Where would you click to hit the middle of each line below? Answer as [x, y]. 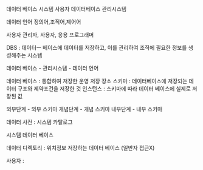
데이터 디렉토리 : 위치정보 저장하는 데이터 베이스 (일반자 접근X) [81, 148]
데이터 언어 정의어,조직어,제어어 [44, 22]
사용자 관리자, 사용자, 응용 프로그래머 [50, 35]
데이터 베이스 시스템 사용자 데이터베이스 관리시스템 [66, 9]
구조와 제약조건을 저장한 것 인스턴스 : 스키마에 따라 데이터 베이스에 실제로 [104, 89]
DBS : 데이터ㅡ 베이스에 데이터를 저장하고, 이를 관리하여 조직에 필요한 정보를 [97, 48]
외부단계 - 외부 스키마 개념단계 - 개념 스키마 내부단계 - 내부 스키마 [84, 109]
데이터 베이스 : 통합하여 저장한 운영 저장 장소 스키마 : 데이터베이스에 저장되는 [97, 81]
